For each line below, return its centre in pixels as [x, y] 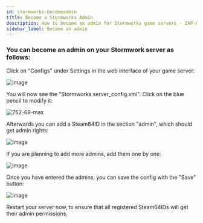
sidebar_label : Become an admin [47, 29]
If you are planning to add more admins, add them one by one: [84, 154]
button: [15, 183]
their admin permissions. [37, 213]
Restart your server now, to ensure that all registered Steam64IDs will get [97, 207]
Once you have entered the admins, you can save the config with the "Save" [101, 177]
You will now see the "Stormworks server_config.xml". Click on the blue [95, 94]
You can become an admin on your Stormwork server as [90, 50]
